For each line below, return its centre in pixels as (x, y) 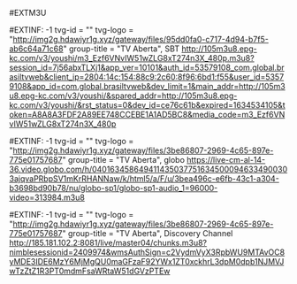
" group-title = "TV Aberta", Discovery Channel (148, 233)
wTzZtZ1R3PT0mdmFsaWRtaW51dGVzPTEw (90, 271)
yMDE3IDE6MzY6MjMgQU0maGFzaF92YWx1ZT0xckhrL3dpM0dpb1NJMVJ (147, 261)
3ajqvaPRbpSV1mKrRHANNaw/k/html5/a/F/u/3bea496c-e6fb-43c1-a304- (145, 179)
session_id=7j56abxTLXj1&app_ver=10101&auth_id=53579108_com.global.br (147, 67)
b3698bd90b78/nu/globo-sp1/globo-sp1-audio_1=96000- (114, 188)
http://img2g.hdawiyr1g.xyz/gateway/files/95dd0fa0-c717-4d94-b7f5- (141, 39)
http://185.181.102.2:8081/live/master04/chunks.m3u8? (108, 243)
